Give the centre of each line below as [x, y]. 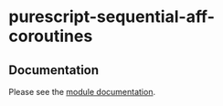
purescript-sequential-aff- [112, 17]
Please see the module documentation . [82, 92]
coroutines [51, 36]
